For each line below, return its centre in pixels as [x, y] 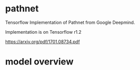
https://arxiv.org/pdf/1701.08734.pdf [43, 41]
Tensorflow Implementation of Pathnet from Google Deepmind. [70, 22]
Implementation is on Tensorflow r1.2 [43, 32]
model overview [39, 62]
